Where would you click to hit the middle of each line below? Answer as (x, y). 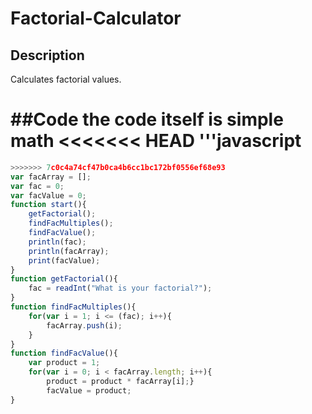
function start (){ (48, 205)
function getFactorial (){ (64, 279)
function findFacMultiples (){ (73, 307)
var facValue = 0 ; (48, 195)
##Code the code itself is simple (147, 119)
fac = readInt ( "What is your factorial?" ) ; (120, 288)
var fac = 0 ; (37, 186)
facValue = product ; (89, 390)
